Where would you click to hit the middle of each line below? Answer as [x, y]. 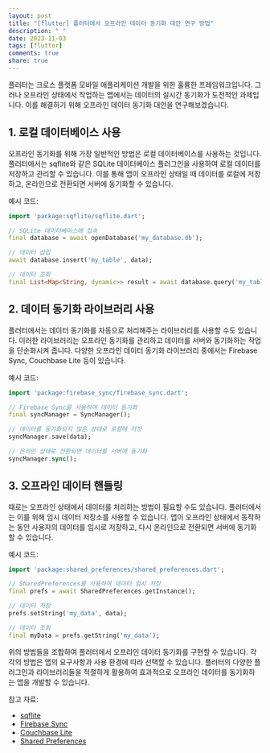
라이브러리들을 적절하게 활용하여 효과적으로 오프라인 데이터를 [131, 672]
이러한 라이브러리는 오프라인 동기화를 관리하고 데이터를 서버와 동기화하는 [133, 340]
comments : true [34, 53]
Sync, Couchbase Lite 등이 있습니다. [67, 360]
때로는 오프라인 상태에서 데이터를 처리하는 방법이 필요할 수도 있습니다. [118, 507]
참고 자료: [23, 699]
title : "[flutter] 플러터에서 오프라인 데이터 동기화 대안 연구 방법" [111, 23]
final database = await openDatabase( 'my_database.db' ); [106, 238]
